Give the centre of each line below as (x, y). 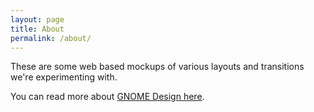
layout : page (37, 19)
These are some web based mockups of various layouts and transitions (157, 67)
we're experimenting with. (64, 77)
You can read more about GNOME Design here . (107, 97)
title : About (37, 29)
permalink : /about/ (51, 38)
